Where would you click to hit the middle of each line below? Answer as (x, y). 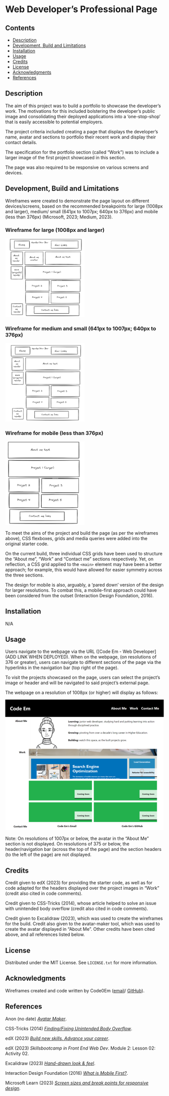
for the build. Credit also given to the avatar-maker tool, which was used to (82, 924)
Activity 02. (17, 1053)
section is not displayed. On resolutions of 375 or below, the (67, 844)
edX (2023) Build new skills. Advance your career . (57, 1038)
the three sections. (25, 575)
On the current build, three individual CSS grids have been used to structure (84, 553)
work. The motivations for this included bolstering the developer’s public (80, 111)
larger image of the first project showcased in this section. (66, 157)
